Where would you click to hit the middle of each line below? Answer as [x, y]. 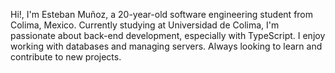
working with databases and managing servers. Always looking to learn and [166, 46]
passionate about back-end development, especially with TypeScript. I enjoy [168, 35]
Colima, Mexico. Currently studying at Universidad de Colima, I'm [145, 25]
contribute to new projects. [66, 57]
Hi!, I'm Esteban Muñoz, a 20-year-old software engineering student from [162, 14]
